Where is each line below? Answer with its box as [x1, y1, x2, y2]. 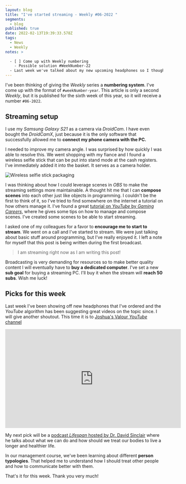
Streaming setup [5, 113, 59, 121]
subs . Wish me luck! [5, 275, 48, 281]
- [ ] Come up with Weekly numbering [10, 59, 89, 64]
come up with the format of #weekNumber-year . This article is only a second [5, 87, 159, 93]
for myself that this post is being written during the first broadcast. [5, 239, 143, 245]
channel [5, 319, 22, 325]
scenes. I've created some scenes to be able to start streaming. [5, 214, 137, 220]
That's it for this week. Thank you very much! [5, 473, 99, 479]
